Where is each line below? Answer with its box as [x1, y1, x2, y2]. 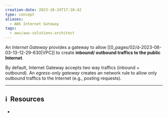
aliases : [5, 16, 23, 21]
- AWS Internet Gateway [9, 21, 59, 26]
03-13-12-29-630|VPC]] [5, 49, 55, 55]
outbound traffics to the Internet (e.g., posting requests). [5, 75, 121, 81]
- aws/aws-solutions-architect [9, 30, 75, 35]
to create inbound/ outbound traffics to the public [55, 49, 161, 55]
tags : [5, 26, 16, 31]
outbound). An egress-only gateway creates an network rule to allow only [5, 70, 157, 75]
